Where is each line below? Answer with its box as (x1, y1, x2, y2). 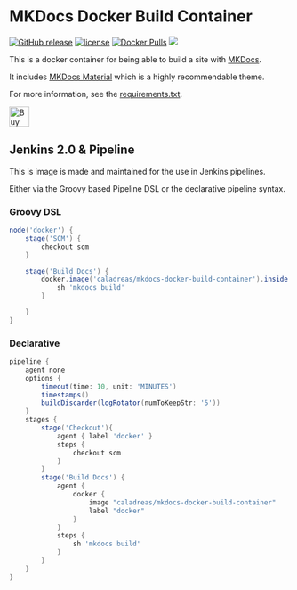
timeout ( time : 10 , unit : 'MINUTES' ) (41, 381, 177, 391)
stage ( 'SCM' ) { (25, 234, 82, 242)
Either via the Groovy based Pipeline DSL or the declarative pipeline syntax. (9, 183, 286, 193)
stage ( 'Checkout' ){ (41, 423, 114, 433)
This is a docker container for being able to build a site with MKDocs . (9, 53, 262, 64)
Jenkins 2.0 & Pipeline (9, 143, 135, 158)
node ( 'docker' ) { (9, 225, 74, 235)
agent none (25, 365, 66, 374)
